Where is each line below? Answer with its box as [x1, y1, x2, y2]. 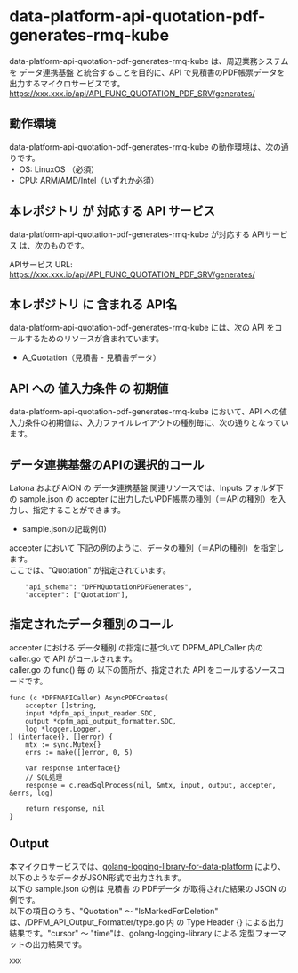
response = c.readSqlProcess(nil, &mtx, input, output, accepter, [25, 781, 277, 789]
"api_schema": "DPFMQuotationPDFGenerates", [25, 583, 193, 592]
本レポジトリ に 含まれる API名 [9, 297, 178, 312]
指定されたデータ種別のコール [9, 617, 173, 632]
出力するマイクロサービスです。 [9, 78, 125, 88]
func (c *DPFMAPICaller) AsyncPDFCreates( [9, 693, 169, 702]
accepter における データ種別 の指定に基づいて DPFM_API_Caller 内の [9, 642, 264, 652]
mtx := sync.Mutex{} [25, 740, 101, 749]
